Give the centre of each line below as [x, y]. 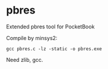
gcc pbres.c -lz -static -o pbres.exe [54, 49]
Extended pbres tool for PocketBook [50, 27]
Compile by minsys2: [32, 38]
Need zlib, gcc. [25, 60]
